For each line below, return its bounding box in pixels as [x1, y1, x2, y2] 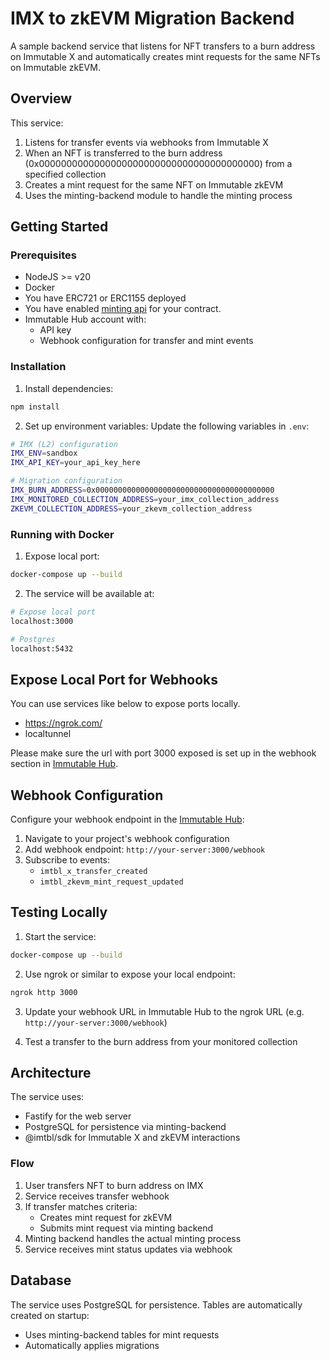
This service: [10, 117, 64, 129]
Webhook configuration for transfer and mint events [39, 335, 254, 347]
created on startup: [10, 1309, 90, 1321]
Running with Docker [10, 527, 115, 541]
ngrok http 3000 [10, 987, 78, 997]
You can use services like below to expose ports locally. [10, 698, 241, 710]
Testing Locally [10, 904, 108, 921]
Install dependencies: [24, 382, 114, 394]
